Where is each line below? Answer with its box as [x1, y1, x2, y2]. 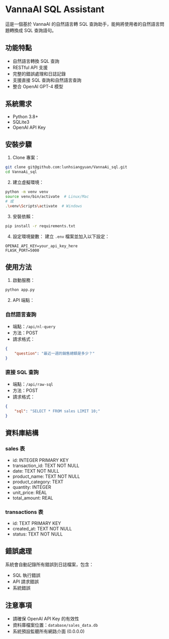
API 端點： [12, 297, 35, 303]
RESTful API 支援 [12, 64, 48, 70]
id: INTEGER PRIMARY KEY [12, 457, 69, 463]
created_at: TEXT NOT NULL [12, 526, 72, 532]
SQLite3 [12, 119, 30, 125]
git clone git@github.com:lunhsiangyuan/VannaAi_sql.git [5, 165, 128, 170]
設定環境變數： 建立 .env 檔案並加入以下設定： [12, 233, 110, 239]
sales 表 [5, 445, 25, 452]
